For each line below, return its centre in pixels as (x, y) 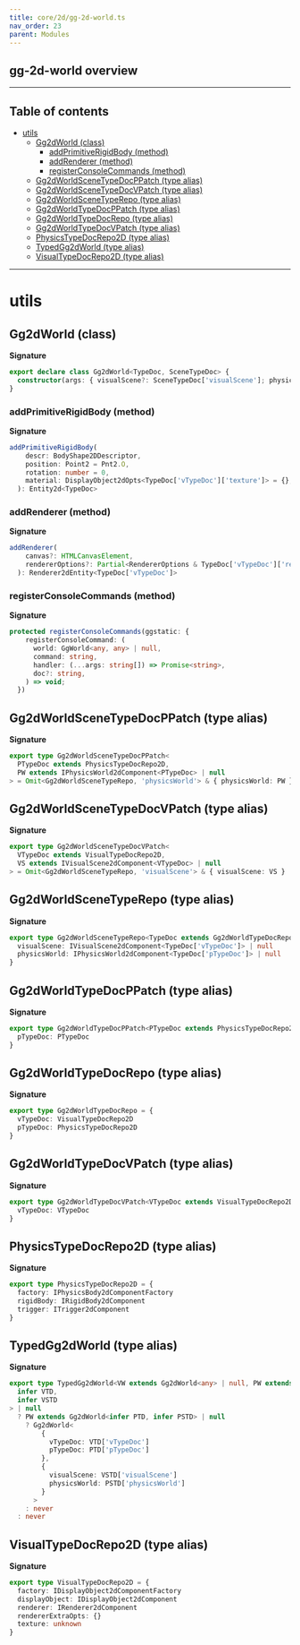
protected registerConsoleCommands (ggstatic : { (100, 632)
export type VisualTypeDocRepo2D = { (79, 1583)
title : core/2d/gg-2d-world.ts (67, 17)
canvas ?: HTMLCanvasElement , (79, 556)
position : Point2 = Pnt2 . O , (77, 464)
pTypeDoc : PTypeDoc (54, 1037)
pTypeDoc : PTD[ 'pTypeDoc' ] (99, 1450)
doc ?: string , (59, 673)
